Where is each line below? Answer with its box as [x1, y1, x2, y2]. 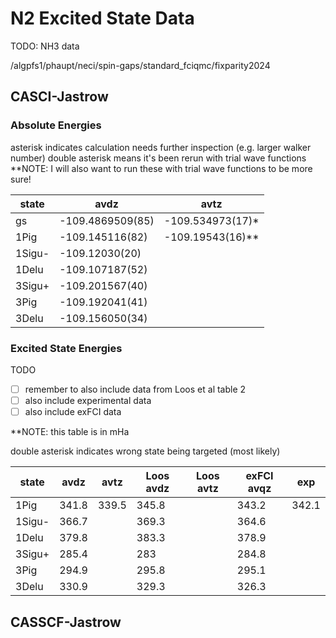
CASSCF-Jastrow [10, 613, 122, 631]
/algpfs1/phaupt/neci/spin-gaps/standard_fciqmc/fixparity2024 [10, 59, 271, 71]
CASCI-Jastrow [10, 88, 109, 106]
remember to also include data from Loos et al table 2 [24, 383, 247, 395]
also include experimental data [24, 394, 152, 406]
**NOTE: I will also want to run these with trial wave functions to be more [10, 162, 313, 174]
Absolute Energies [10, 118, 102, 132]
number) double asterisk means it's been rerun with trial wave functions [10, 152, 307, 164]
